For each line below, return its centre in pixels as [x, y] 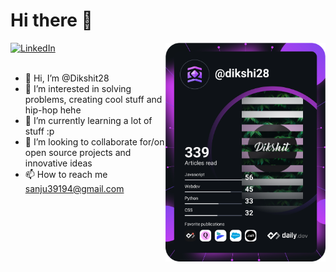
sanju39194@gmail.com [74, 188]
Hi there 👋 [51, 20]
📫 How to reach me [66, 174]
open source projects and [78, 152]
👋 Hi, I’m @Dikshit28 [67, 78]
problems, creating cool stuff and [93, 99]
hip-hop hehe [53, 110]
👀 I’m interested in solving [78, 88]
